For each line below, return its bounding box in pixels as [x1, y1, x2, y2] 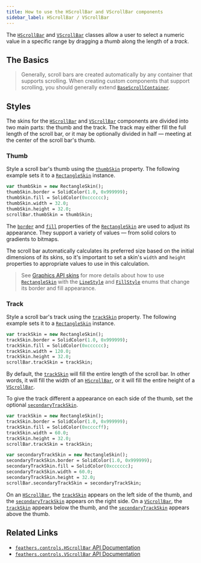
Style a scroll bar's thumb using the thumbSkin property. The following [6, 166, 180, 173]
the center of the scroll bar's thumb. [6, 137, 96, 144]
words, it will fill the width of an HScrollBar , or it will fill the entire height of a [6, 377, 195, 384]
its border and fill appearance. [21, 285, 97, 292]
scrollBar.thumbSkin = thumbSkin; [6, 211, 94, 217]
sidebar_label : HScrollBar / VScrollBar [6, 14, 110, 21]
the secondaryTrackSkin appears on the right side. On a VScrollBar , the [6, 497, 183, 504]
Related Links [6, 528, 59, 538]
